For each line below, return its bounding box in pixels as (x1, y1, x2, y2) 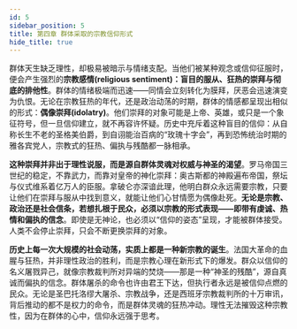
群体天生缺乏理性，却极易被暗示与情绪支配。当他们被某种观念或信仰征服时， (9, 63, 288, 73)
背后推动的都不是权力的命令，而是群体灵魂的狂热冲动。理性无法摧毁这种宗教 (9, 300, 288, 310)
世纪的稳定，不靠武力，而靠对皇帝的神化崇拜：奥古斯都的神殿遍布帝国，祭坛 (9, 170, 288, 181)
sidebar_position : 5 (9, 21, 86, 30)
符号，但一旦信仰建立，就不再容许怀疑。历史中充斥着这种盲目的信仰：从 (16, 119, 280, 129)
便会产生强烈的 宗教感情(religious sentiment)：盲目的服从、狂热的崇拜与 (9, 74, 274, 85)
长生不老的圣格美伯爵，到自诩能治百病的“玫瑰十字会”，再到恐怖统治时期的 (16, 129, 287, 140)
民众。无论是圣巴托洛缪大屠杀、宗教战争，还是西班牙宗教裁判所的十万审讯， (9, 288, 288, 299)
